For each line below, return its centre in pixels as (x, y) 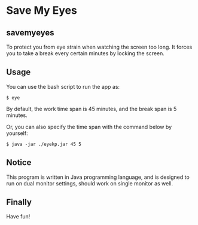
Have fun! (18, 217)
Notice (19, 163)
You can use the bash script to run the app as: (63, 86)
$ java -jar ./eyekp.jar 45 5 (44, 144)
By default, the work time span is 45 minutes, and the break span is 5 (92, 109)
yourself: (17, 133)
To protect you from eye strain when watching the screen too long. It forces (99, 47)
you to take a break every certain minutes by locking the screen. (85, 53)
